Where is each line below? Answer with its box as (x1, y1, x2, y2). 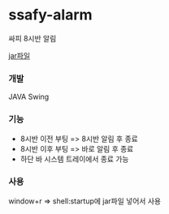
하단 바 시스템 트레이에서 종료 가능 (19, 154, 129, 164)
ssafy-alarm (8, 6, 93, 24)
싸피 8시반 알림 (8, 33, 57, 43)
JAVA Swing (8, 92, 50, 102)
